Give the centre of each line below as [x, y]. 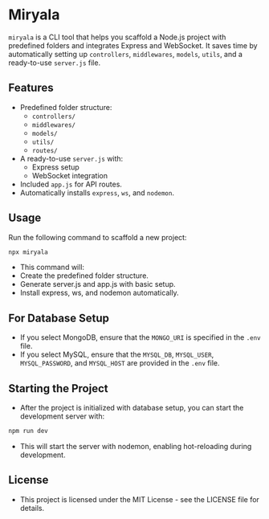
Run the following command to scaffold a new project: [98, 237]
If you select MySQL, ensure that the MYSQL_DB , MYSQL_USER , [117, 354]
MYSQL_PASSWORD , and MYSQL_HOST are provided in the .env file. [120, 363]
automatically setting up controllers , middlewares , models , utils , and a [126, 54]
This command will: [52, 268]
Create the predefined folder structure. [84, 276]
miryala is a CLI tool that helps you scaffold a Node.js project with [117, 37]
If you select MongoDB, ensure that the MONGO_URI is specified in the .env [140, 337]
